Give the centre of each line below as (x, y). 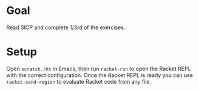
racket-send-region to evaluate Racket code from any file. (79, 81)
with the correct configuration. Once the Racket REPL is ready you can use (99, 75)
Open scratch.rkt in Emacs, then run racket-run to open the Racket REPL (99, 69)
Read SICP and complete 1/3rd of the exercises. (66, 27)
